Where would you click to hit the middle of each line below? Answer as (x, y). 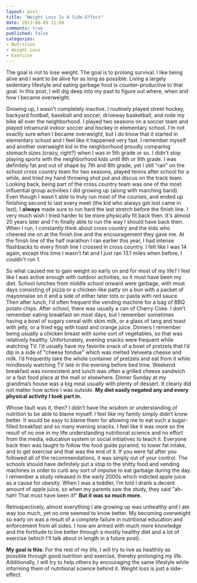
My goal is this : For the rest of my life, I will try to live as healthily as (88, 549)
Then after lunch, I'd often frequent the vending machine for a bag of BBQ (96, 302)
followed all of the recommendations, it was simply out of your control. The (97, 457)
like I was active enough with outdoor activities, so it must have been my (94, 277)
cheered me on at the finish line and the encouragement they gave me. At (95, 234)
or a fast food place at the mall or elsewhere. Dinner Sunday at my (86, 377)
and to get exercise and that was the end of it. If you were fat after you (91, 451)
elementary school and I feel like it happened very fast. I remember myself (96, 140)
